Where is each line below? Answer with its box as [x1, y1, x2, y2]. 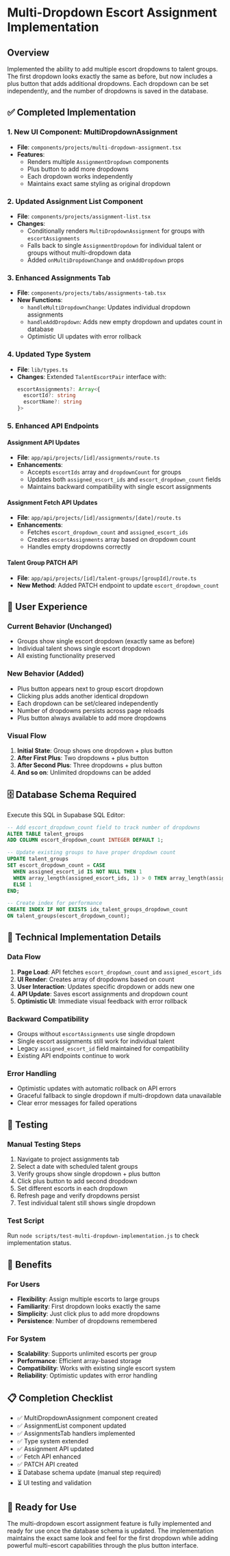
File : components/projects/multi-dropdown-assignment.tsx [16, 143, 181, 151]
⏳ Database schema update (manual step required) [16, 1468, 162, 1477]
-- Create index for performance [7, 900, 103, 907]
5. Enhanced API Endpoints [7, 421, 99, 431]
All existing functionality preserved [16, 652, 116, 660]
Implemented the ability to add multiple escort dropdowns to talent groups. [7, 65, 218, 73]
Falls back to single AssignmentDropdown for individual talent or [27, 241, 202, 249]
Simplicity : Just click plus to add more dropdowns [16, 1309, 159, 1318]
